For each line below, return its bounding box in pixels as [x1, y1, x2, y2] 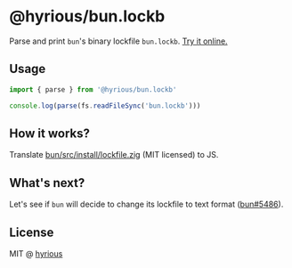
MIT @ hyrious [9, 248, 63, 259]
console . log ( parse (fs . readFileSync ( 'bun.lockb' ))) [9, 101, 201, 110]
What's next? [9, 175, 85, 191]
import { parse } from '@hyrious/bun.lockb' [9, 85, 177, 94]
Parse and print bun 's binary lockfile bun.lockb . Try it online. [9, 36, 229, 46]
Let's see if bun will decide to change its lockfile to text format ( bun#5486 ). [9, 199, 284, 210]
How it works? [9, 126, 91, 141]
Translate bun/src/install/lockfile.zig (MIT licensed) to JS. [9, 150, 219, 160]
